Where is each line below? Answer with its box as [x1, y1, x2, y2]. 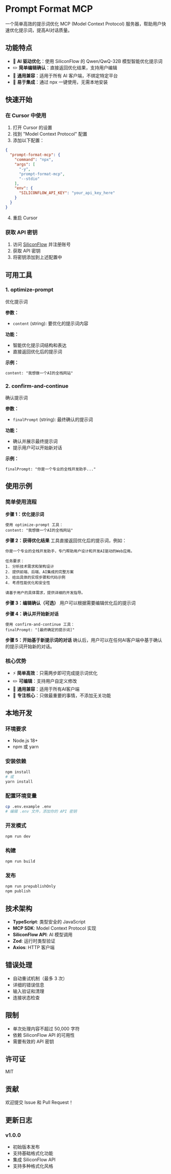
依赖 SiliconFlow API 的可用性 [12, 1032, 75, 1038]
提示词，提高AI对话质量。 [18, 27, 72, 33]
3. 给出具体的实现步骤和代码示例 [5, 575, 65, 580]
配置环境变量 [5, 792, 37, 799]
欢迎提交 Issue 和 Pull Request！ [5, 1099, 74, 1105]
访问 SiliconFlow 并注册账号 [12, 241, 71, 247]
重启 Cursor [12, 215, 38, 221]
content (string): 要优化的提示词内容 [12, 320, 88, 326]
